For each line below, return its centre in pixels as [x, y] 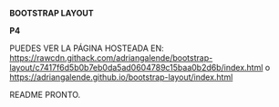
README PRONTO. [45, 95]
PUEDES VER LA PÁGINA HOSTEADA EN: [87, 48]
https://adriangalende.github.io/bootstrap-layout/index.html [121, 77]
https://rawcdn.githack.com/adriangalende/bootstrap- [111, 58]
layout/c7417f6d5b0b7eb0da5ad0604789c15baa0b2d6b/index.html [136, 68]
